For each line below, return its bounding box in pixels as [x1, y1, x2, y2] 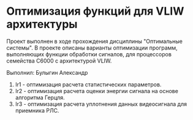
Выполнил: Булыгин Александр [6, 69, 88, 76]
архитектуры [6, 17, 78, 31]
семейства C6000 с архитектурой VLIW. [6, 57, 112, 64]
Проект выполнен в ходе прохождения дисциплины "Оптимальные [6, 37, 183, 45]
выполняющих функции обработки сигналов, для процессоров [6, 50, 172, 58]
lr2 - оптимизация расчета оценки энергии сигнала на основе [15, 87, 179, 94]
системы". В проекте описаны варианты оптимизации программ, [6, 44, 178, 51]
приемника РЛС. [15, 107, 59, 114]
